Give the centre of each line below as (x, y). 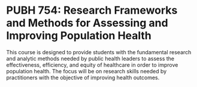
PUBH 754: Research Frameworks (92, 10)
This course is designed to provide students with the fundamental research (99, 52)
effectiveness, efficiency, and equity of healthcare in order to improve (92, 65)
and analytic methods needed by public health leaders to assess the (90, 58)
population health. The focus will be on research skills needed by (87, 71)
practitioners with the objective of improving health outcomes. (83, 77)
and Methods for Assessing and (87, 23)
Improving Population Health (79, 36)
